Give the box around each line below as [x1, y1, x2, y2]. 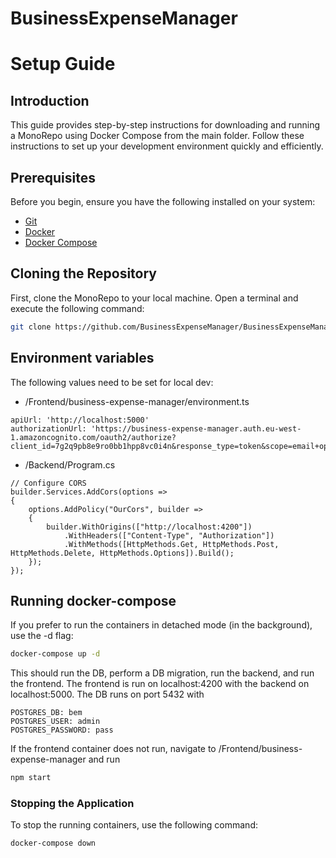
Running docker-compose [10, 592, 177, 609]
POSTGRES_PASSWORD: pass [10, 725, 114, 736]
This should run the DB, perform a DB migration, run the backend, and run [10, 667, 315, 679]
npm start [10, 773, 52, 783]
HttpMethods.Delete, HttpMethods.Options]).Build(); [10, 548, 235, 558]
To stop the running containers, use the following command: [10, 819, 258, 831]
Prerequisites [10, 169, 96, 186]
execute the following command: [10, 302, 145, 314]
